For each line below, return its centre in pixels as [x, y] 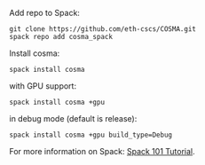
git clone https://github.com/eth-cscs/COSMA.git [103, 29]
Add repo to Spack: [44, 13]
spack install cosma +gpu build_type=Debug [91, 135]
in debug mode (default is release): [73, 118]
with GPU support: [43, 86]
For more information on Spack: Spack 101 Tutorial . [102, 151]
